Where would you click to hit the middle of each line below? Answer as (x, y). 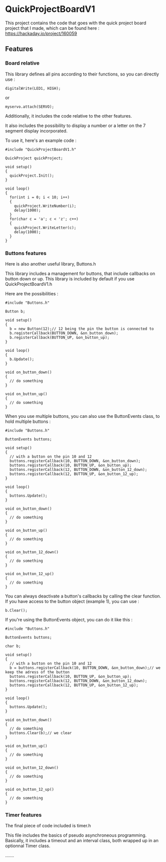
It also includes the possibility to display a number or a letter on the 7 (76, 126)
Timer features (24, 815)
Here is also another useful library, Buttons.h (51, 264)
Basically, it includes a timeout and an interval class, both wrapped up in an (82, 841)
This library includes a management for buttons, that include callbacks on (80, 273)
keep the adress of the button (37, 672)
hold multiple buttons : (28, 421)
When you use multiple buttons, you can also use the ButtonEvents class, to (83, 416)
